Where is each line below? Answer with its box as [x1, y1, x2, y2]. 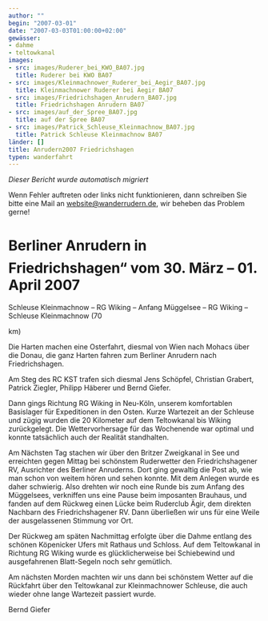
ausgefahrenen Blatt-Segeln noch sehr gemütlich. [8, 557, 173, 567]
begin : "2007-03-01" [8, 19, 78, 27]
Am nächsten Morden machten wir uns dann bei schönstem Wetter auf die [8, 572, 254, 582]
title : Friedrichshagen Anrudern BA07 [15, 101, 146, 109]
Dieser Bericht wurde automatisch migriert [8, 175, 149, 185]
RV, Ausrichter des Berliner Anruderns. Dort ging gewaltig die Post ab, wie [8, 465, 253, 475]
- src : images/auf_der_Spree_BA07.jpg [8, 109, 138, 117]
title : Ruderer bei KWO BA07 [15, 71, 113, 79]
